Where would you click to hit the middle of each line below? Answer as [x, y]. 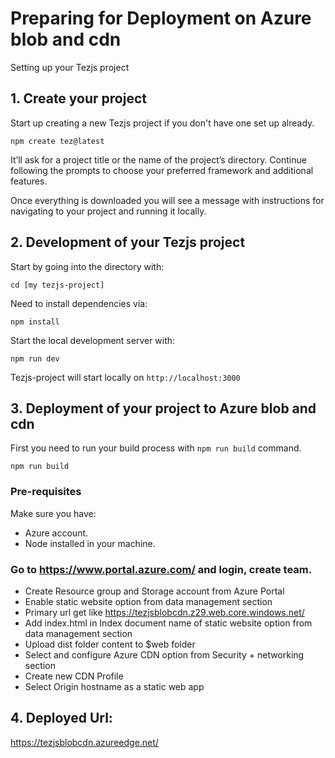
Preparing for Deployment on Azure [161, 18]
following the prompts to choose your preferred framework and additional [162, 170]
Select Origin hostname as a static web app [114, 686]
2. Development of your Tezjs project [128, 242]
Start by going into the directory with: [87, 266]
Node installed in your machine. [90, 543]
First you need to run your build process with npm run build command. [156, 448]
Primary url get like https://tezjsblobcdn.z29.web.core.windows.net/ [164, 612]
